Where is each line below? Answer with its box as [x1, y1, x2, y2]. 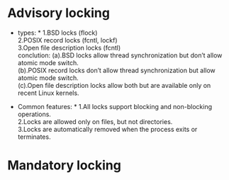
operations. [17, 110, 52, 118]
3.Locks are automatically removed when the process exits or [17, 125, 198, 133]
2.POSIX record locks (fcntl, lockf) [17, 35, 118, 44]
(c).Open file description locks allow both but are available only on [17, 81, 211, 89]
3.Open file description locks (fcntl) [17, 43, 121, 52]
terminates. [17, 133, 51, 141]
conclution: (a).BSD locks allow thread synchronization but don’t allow [17, 51, 223, 60]
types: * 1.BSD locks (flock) [17, 28, 98, 37]
